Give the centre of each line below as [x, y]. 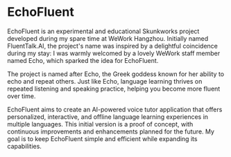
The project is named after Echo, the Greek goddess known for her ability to [115, 74]
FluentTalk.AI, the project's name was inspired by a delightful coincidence [113, 46]
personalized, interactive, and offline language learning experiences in [108, 117]
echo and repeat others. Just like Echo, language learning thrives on [105, 81]
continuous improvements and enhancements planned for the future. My [111, 131]
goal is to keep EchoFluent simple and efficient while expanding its [102, 138]
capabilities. [24, 146]
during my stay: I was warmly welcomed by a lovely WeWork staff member [114, 53]
